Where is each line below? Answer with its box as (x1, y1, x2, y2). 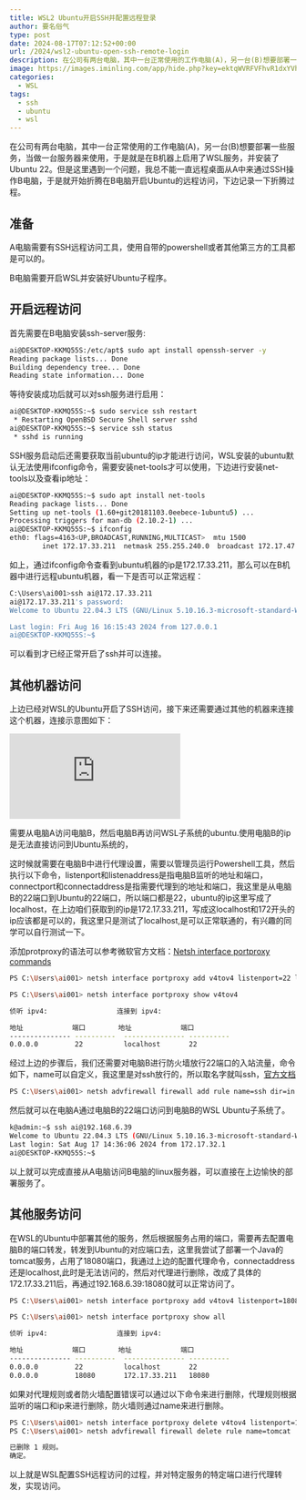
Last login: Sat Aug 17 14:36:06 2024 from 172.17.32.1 (9, 1139, 226, 1148)
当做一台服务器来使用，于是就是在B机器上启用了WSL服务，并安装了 (25, 152, 280, 164)
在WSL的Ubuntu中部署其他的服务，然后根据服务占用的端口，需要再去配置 (9, 1232, 287, 1243)
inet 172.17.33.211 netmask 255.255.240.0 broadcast (42, 542, 255, 551)
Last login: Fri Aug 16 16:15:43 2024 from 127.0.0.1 (9, 622, 219, 631)
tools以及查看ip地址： (9, 473, 91, 484)
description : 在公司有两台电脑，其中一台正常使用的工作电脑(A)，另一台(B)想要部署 (9, 56, 291, 65)
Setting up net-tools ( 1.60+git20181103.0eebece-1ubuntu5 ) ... (9, 507, 255, 517)
